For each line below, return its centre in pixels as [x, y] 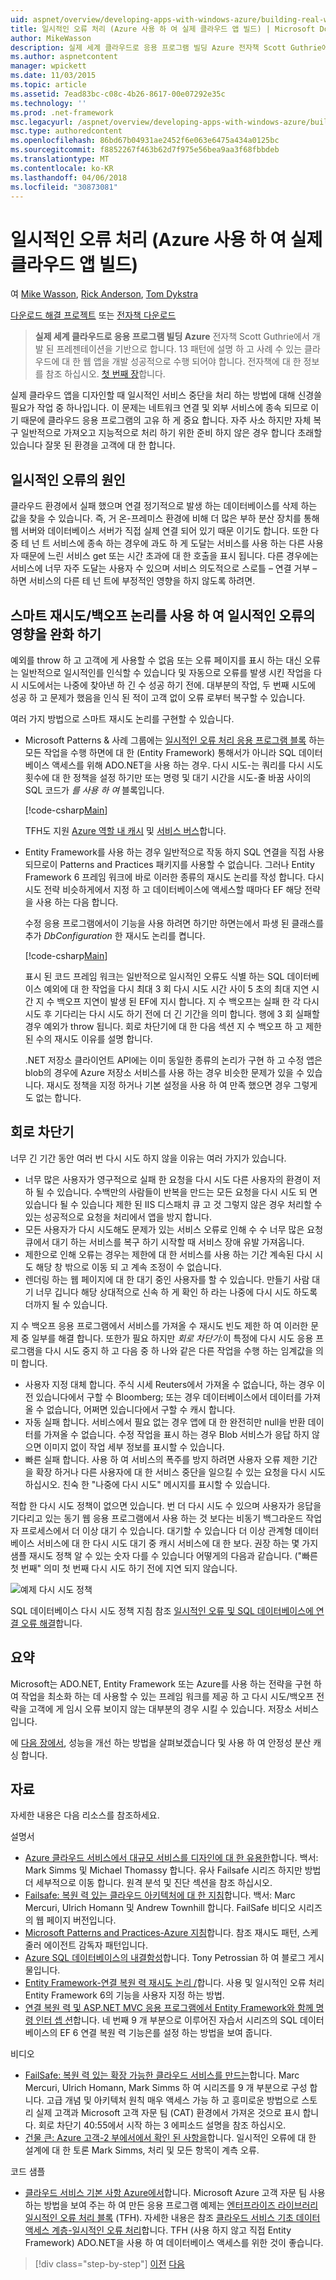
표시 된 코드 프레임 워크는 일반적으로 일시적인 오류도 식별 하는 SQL [154, 976]
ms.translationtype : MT [60, 159]
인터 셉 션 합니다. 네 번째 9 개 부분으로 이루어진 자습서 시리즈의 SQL [166, 2020]
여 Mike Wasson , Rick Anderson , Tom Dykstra [104, 294]
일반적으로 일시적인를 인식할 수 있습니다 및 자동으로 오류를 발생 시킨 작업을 [166, 672]
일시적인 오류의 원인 [68, 479]
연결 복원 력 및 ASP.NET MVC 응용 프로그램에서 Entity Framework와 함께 [169, 2008]
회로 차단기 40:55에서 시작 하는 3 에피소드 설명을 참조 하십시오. [162, 2125]
